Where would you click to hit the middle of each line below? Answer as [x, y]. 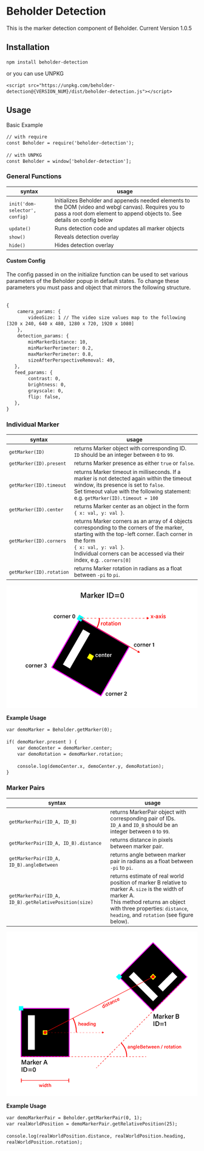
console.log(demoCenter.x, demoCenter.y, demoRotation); [91, 767]
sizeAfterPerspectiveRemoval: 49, [72, 360]
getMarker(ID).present [38, 464]
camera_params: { [39, 312]
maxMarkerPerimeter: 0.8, [61, 354]
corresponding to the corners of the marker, [129, 528]
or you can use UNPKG [35, 73]
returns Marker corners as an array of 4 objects [133, 521]
